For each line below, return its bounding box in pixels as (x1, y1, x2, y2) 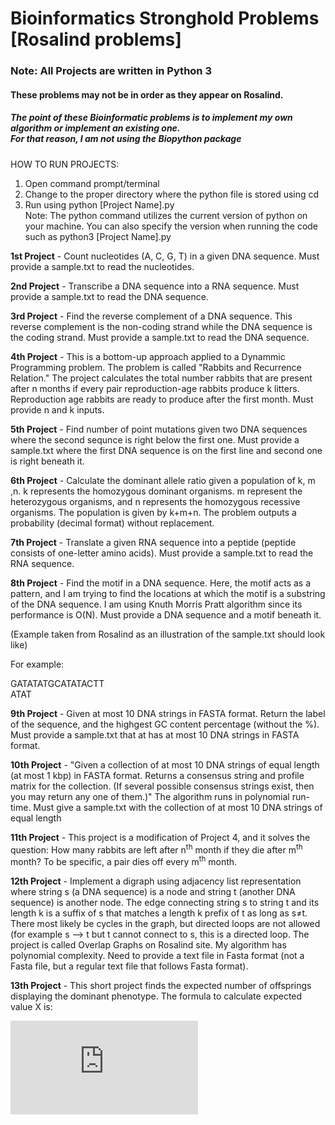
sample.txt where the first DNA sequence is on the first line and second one (10, 444, 323, 456)
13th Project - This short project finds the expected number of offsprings (10, 979, 312, 991)
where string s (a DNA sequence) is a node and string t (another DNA (10, 885, 296, 897)
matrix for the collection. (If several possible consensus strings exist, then (10, 780, 315, 792)
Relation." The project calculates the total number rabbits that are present (10, 372, 313, 384)
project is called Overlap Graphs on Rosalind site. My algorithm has (10, 938, 287, 951)
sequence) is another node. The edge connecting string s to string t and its (10, 896, 320, 908)
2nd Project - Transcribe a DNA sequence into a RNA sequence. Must (10, 280, 300, 292)
